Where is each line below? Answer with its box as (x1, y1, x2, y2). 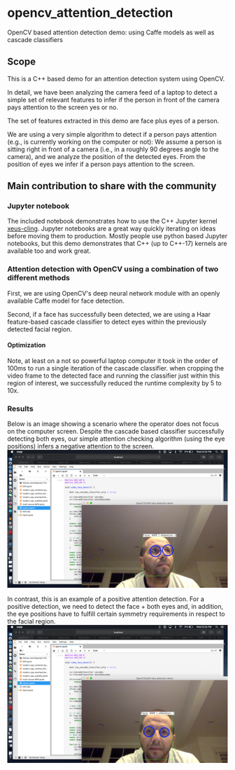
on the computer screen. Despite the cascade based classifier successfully (7, 427, 225, 436)
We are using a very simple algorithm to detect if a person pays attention (7, 130, 217, 138)
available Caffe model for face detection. (7, 296, 124, 305)
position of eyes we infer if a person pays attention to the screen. (7, 160, 195, 168)
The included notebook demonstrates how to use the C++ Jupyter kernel (7, 217, 218, 226)
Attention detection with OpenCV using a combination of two (7, 264, 219, 274)
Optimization (7, 341, 46, 350)
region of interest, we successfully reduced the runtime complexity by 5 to (7, 378, 222, 387)
